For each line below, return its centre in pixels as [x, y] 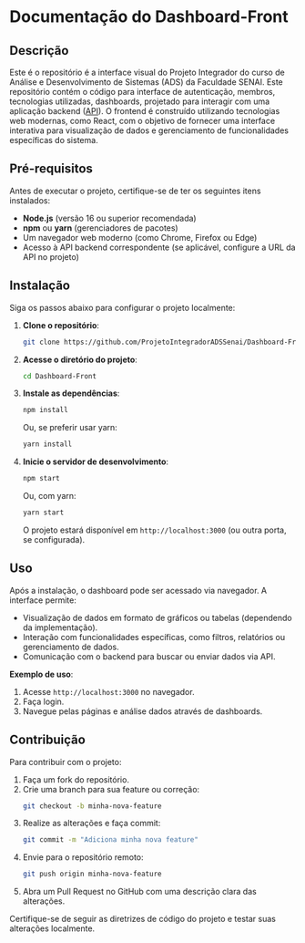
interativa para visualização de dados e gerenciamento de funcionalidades [149, 130]
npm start [41, 479]
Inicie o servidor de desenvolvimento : [96, 461]
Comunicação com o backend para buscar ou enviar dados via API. [149, 656]
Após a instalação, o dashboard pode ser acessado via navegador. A [138, 590]
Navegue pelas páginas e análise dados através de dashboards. [142, 711]
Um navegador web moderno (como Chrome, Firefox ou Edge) [140, 237]
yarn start [43, 513]
